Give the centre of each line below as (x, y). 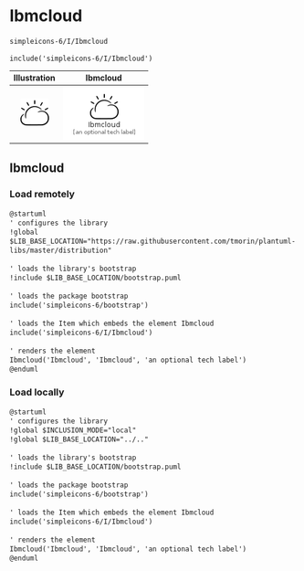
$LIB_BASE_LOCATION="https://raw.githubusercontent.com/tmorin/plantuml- (153, 241)
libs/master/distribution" (61, 250)
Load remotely (42, 194)
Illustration (35, 78)
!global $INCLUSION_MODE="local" (73, 430)
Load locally (37, 392)
